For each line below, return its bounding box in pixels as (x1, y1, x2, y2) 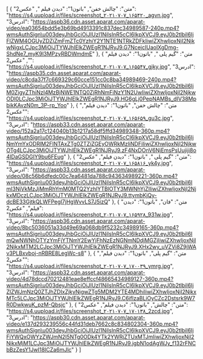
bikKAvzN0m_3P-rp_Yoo (6, 102, 67, 108)
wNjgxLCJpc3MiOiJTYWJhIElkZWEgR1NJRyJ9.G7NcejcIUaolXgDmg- (6, 44, 179, 51)
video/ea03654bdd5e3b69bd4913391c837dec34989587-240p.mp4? (6, 24, 179, 31)
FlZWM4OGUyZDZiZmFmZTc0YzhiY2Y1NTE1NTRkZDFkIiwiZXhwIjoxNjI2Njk (6, 38, 195, 44)
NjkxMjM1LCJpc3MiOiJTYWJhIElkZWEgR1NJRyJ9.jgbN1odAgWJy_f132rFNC (6, 340, 196, 347)
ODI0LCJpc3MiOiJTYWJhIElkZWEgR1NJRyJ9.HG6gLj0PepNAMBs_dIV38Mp (6, 95, 197, 102)
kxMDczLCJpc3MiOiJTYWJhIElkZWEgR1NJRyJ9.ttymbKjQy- (6, 192, 157, 199)
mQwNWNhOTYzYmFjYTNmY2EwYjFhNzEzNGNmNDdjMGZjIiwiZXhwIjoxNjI (6, 237, 196, 244)
